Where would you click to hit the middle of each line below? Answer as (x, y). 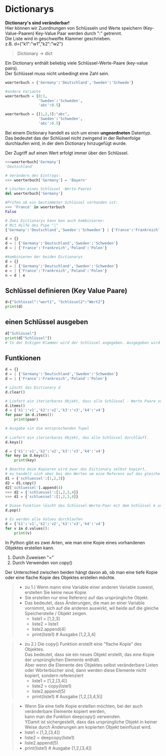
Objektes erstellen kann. (30, 548)
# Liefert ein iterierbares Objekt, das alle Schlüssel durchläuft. (77, 438)
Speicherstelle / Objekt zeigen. (56, 613)
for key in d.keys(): (27, 456)
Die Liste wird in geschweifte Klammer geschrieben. (58, 39)
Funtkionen (23, 358)
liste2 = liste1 (45, 623)
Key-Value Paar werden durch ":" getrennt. (79, 33)
